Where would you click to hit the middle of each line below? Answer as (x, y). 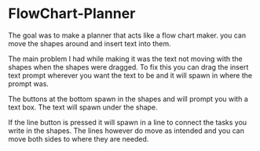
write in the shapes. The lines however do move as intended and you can (126, 131)
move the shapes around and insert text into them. (90, 43)
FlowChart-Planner (72, 14)
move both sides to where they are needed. (79, 138)
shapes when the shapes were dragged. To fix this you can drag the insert (128, 67)
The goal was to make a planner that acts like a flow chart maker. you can (127, 35)
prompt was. (29, 84)
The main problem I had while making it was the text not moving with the (125, 59)
